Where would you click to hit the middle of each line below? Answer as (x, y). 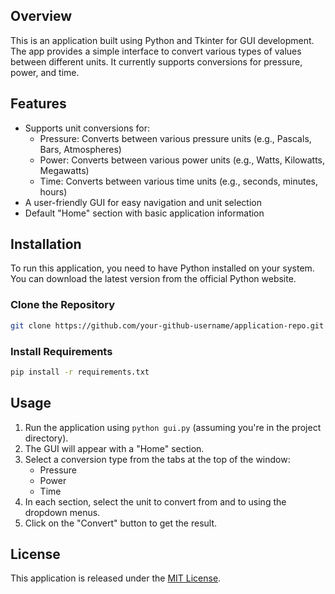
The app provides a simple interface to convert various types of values (156, 51)
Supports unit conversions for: (87, 128)
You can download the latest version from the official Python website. (153, 279)
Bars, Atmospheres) (80, 149)
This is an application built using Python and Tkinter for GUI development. (162, 40)
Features (38, 104)
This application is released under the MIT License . (116, 578)
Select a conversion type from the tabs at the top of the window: (157, 459)
